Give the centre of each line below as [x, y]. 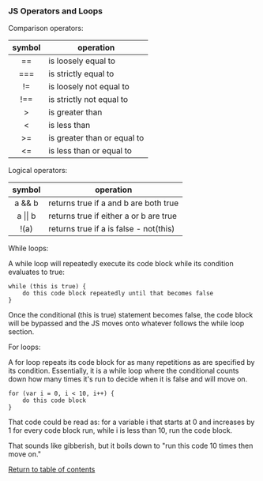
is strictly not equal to [88, 100]
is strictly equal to [81, 74]
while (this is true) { [47, 287]
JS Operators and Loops [55, 11]
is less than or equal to [90, 151]
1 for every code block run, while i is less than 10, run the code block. [120, 430]
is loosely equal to [82, 61]
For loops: [24, 347]
